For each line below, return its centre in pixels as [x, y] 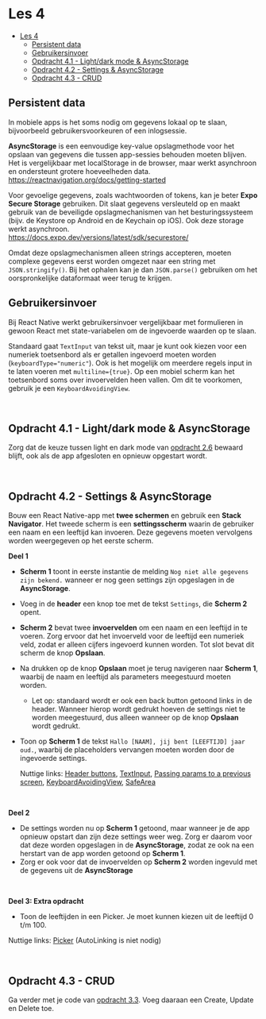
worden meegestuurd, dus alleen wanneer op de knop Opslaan [135, 718]
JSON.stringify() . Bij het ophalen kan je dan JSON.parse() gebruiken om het [133, 269]
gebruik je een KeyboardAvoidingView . [69, 388]
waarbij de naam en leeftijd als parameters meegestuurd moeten [125, 677]
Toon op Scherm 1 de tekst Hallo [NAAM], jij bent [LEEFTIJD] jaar [132, 741]
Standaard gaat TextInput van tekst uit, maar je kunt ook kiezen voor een [128, 345]
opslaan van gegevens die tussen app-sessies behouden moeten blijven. [127, 154]
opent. [30, 612]
